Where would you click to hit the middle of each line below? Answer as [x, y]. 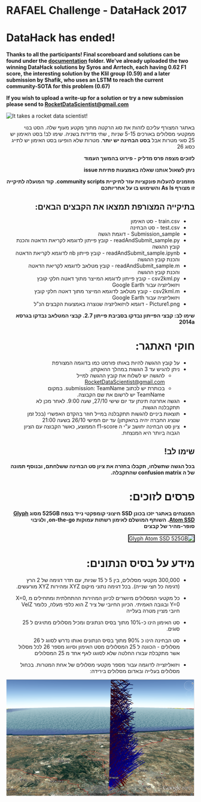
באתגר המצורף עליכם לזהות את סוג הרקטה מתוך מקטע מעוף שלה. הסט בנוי [109, 128]
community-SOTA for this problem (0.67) [58, 86]
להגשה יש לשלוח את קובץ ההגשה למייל [121, 375]
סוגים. [173, 628]
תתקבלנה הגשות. [160, 407]
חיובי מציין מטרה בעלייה [153, 610]
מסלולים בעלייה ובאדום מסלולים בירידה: [135, 671]
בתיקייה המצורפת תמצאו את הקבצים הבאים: [115, 206]
